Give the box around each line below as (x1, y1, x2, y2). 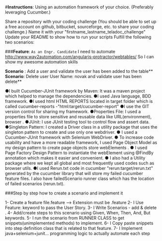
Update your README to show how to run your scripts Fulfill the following (5, 34, 151, 40)
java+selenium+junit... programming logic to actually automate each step (5, 230, 150, 236)
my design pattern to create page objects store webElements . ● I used (5, 145, 147, 150)
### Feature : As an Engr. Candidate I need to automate (5, 48, 116, 54)
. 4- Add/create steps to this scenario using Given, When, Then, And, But (5, 210, 151, 215)
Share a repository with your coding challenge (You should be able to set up (5, 19, 157, 24)
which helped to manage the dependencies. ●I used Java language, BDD (5, 93, 151, 99)
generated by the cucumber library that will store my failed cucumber (5, 171, 144, 176)
